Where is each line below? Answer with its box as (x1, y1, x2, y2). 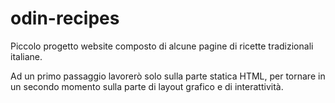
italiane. (10, 50, 43, 62)
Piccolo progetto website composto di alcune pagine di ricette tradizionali (10, 40, 314, 52)
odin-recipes (10, 7, 120, 30)
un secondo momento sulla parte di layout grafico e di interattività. (10, 80, 284, 92)
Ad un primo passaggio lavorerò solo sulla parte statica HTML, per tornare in (10, 70, 326, 82)
